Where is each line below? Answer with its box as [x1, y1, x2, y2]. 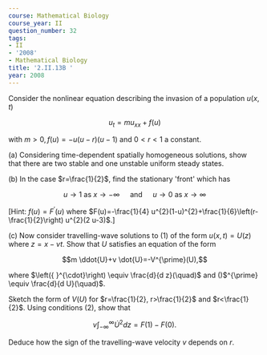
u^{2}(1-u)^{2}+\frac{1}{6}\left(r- [151, 207, 259, 216]
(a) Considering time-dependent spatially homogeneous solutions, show [8, 150, 247, 160]
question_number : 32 [8, 26, 78, 34]
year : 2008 [8, 71, 45, 79]
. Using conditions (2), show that [22, 303, 131, 313]
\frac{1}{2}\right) [8, 216, 64, 225]
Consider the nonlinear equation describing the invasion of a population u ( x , [8, 93, 260, 103]
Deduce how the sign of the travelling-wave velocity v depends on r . [8, 337, 235, 347]
